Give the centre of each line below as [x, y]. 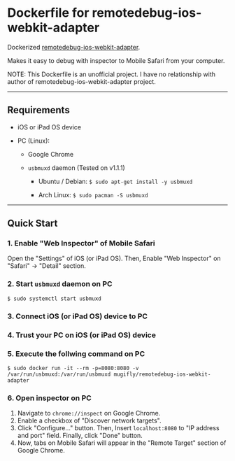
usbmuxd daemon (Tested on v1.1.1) [77, 168]
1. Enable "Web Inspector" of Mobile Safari [81, 243]
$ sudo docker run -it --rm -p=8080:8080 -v [73, 368]
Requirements [38, 110]
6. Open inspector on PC [50, 398]
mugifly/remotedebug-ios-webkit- [162, 374]
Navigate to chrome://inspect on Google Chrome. [89, 413]
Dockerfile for [48, 13]
